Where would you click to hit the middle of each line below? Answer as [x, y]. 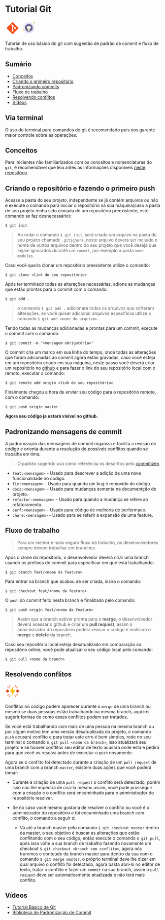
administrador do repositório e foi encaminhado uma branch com [78, 812]
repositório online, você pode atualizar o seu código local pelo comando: [79, 650]
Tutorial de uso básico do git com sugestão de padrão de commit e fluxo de [82, 43]
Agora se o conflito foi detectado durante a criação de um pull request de [81, 762]
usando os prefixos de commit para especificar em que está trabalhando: [80, 562]
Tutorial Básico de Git [34, 907]
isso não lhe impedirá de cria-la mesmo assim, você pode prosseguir [82, 787]
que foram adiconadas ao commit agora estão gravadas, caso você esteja [80, 358]
